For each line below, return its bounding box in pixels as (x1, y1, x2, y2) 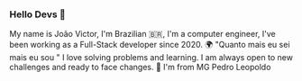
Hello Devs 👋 (9, 8, 66, 21)
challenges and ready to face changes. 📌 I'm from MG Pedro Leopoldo (9, 62, 271, 73)
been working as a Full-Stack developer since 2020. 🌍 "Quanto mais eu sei (9, 40, 290, 50)
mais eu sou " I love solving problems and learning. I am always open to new (9, 52, 293, 63)
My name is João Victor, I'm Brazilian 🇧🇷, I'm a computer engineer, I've (9, 29, 277, 40)
